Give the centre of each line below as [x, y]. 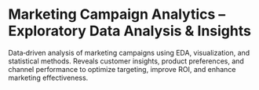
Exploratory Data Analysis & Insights [129, 31]
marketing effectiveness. [48, 77]
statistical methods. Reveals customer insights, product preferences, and [126, 61]
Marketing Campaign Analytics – [117, 14]
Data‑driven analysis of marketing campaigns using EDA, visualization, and [129, 52]
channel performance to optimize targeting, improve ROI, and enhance [122, 69]
